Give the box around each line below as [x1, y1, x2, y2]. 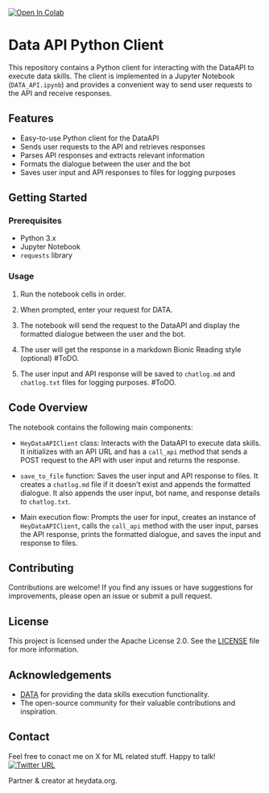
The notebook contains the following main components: [8, 422, 193, 432]
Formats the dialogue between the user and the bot [19, 158, 191, 169]
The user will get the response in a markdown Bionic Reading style [19, 344, 242, 355]
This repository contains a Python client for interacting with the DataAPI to [8, 62, 255, 72]
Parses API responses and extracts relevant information [19, 150, 205, 160]
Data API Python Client [8, 36, 164, 54]
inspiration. [19, 707, 58, 716]
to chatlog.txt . [19, 497, 71, 506]
